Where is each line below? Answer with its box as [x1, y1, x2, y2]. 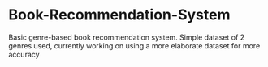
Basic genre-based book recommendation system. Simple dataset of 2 [8, 32, 245, 42]
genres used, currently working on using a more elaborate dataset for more [8, 40, 261, 50]
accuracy [8, 49, 40, 59]
